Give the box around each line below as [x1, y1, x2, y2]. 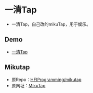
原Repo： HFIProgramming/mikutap [11, 77, 81, 82]
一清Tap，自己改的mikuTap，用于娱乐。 [11, 21, 91, 27]
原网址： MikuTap [11, 82, 46, 88]
